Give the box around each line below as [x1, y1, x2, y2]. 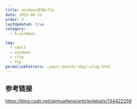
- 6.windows [10, 31, 36, 36]
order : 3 [5, 17, 24, 22]
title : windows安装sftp [5, 7, 55, 13]
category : [5, 26, 27, 32]
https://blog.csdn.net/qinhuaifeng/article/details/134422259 [5, 98, 132, 104]
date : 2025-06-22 [5, 12, 42, 17]
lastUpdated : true [5, 21, 44, 27]
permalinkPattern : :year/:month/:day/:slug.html [5, 64, 111, 69]
